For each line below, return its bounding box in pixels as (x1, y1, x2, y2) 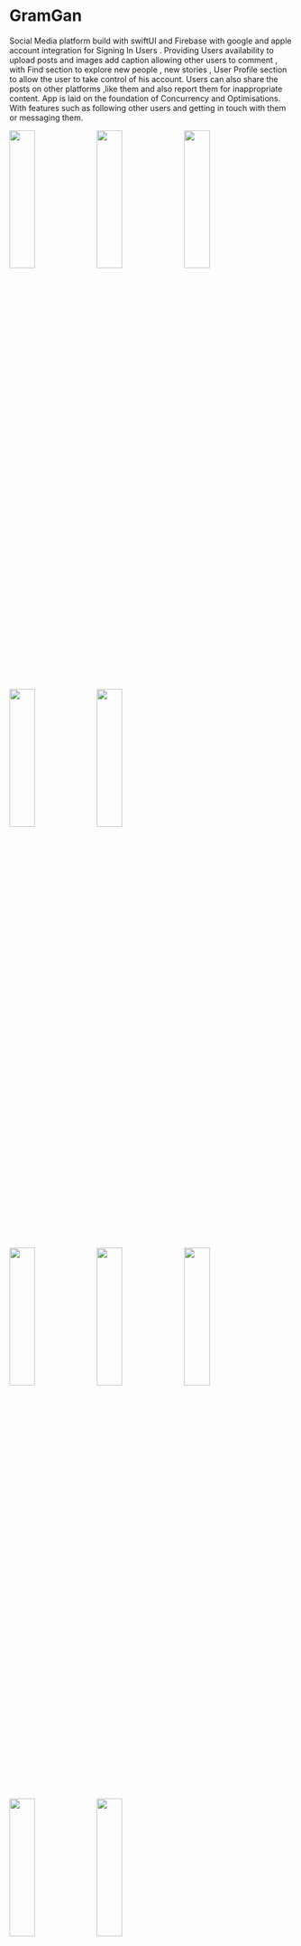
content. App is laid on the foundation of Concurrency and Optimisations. (9, 92, 281, 104)
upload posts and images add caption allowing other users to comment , (9, 54, 278, 65)
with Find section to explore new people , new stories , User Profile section (9, 64, 287, 75)
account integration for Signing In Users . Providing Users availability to (9, 44, 275, 55)
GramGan (9, 5, 83, 26)
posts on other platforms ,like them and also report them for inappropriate (9, 83, 283, 94)
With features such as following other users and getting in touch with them (9, 102, 287, 113)
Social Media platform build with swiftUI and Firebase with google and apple (9, 35, 292, 46)
